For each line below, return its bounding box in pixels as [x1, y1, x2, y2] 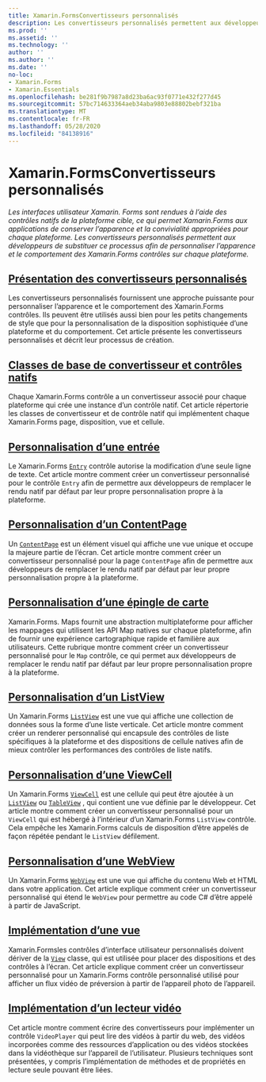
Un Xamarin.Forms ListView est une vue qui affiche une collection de [8, 711, 234, 721]
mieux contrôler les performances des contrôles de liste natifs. [8, 745, 213, 755]
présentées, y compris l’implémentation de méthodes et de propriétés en [8, 1057, 246, 1066]
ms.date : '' [8, 64, 47, 71]
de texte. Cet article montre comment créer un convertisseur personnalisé [8, 470, 250, 479]
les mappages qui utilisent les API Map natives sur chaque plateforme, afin [8, 625, 252, 635]
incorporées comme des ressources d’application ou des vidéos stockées [8, 1039, 249, 1049]
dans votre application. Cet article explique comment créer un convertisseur [8, 884, 256, 894]
